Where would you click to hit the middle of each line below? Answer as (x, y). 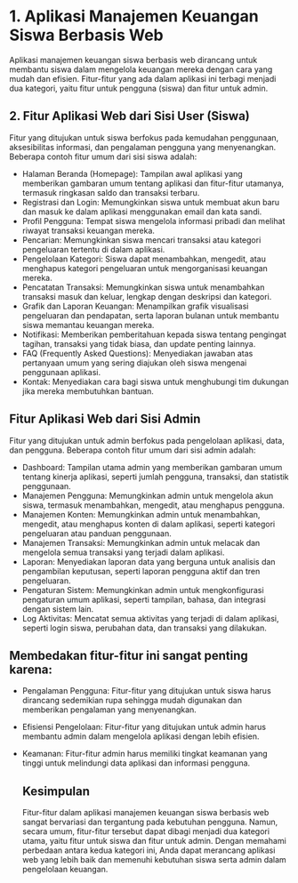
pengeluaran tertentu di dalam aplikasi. (93, 249)
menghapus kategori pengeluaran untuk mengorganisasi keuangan (145, 268)
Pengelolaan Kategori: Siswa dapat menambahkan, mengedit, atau (144, 259)
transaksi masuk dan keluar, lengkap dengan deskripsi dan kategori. (147, 296)
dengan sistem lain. (58, 609)
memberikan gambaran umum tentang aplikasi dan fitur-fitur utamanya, (153, 183)
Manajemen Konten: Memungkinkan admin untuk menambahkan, (141, 514)
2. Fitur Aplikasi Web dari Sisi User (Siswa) (130, 116)
